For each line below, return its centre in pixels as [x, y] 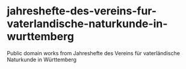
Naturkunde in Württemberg [42, 59]
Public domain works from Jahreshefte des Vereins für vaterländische [93, 53]
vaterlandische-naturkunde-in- [87, 24]
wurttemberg [41, 37]
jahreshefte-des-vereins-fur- [82, 11]
